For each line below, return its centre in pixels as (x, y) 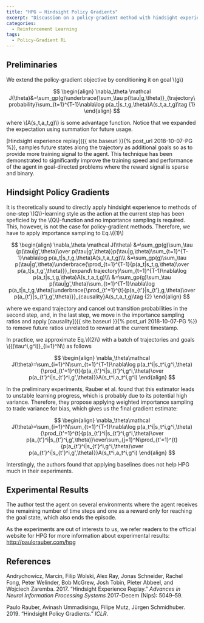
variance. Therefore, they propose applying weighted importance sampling (100, 402)
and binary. (20, 173)
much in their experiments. (40, 471)
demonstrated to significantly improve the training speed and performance (100, 160)
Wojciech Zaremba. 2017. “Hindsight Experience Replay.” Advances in (93, 589)
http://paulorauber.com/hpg (41, 542)
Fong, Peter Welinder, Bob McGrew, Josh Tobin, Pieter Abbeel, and (90, 583)
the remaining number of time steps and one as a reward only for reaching (99, 511)
